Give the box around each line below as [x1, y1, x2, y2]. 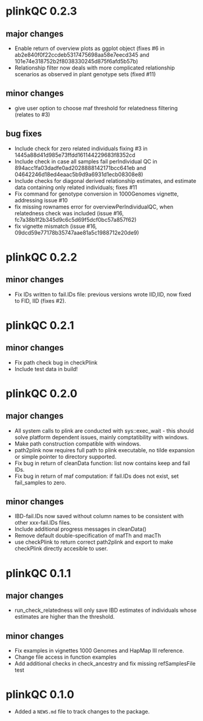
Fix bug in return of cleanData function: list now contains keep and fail [14, 459, 190, 467]
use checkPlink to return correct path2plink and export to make [14, 538, 174, 546]
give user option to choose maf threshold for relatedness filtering [14, 104, 178, 112]
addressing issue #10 [14, 196, 68, 204]
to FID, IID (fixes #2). [14, 297, 66, 304]
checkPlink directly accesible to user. [14, 545, 108, 552]
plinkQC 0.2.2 [5, 250, 77, 264]
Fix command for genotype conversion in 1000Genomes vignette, [14, 190, 179, 197]
